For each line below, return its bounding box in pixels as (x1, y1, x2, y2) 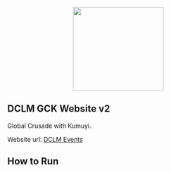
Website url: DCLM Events (7, 135, 83, 143)
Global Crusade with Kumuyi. (7, 121, 91, 130)
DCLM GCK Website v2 (7, 102, 110, 115)
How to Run (7, 155, 59, 168)
